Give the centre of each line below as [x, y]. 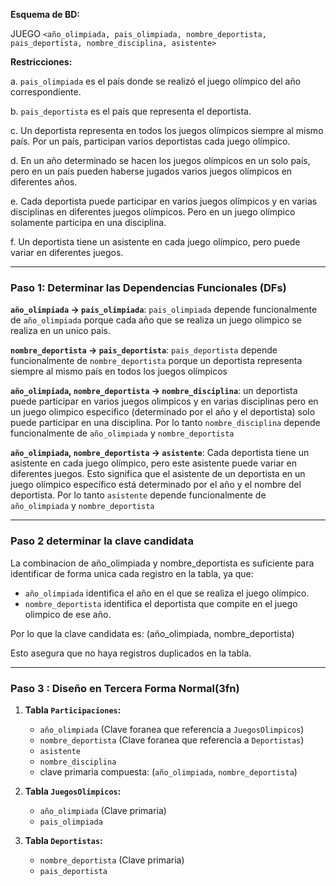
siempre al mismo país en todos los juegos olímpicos [119, 371]
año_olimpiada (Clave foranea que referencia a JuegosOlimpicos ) [172, 729]
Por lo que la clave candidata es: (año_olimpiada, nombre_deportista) [152, 633]
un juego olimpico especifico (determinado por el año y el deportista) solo [163, 412]
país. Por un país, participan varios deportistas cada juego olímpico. [150, 141]
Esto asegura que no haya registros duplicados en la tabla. [131, 653]
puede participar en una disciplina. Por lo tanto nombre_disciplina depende [165, 423]
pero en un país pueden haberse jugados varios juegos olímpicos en [151, 171]
